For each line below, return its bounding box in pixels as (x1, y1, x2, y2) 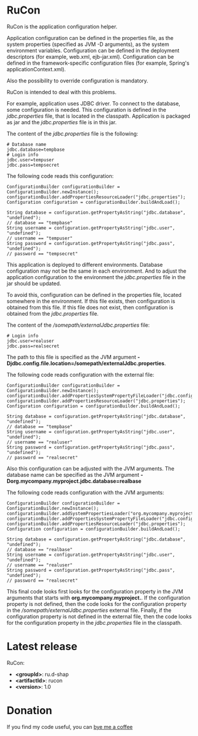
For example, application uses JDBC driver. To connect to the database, (6, 100, 181, 107)
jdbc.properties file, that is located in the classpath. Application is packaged (6, 112, 190, 120)
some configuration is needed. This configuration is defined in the (6, 106, 166, 113)
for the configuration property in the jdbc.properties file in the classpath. (6, 619, 182, 626)
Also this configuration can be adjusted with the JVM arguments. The (6, 465, 175, 472)
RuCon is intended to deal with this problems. (6, 88, 117, 95)
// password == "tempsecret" (6, 251, 78, 257)
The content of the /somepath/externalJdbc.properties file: (6, 321, 150, 329)
